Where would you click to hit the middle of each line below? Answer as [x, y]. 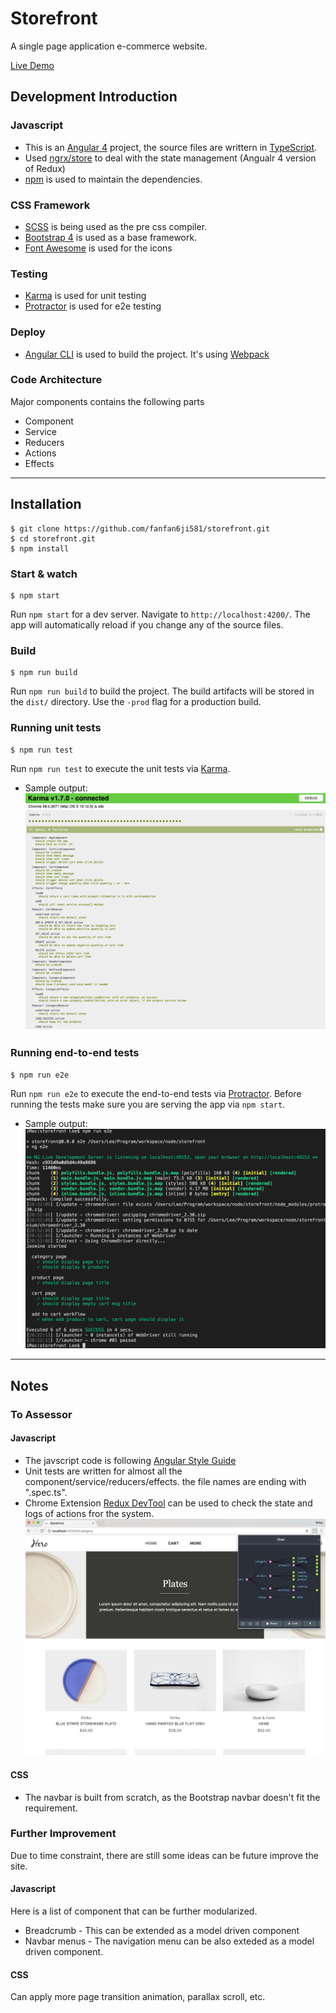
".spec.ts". [46, 1492]
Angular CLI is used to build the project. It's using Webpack [147, 354]
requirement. [51, 1808]
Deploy [28, 332]
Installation [46, 504]
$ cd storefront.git [53, 538]
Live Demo [32, 65]
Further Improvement [63, 1834]
